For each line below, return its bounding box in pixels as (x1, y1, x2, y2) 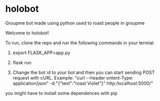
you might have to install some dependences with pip (5, 90, 118, 96)
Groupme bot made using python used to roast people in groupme (5, 20, 145, 26)
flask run (12, 59, 32, 65)
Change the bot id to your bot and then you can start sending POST (12, 69, 155, 75)
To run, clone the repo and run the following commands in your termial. (5, 39, 155, 46)
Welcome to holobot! (5, 30, 50, 36)
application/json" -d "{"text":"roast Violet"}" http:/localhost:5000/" (12, 80, 153, 86)
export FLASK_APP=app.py (12, 49, 71, 56)
